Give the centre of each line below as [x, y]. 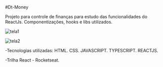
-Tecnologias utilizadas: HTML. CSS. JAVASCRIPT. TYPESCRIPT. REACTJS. [82, 50]
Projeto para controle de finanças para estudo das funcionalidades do [76, 17]
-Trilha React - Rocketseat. [32, 60]
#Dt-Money [17, 7]
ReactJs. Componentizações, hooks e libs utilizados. [59, 22]
